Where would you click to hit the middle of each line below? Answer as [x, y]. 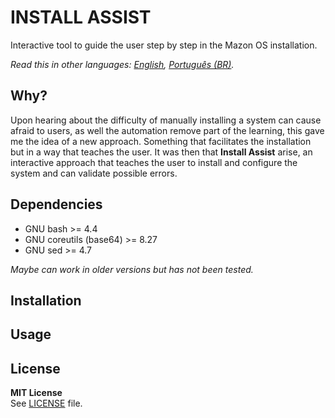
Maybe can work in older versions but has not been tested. [132, 269]
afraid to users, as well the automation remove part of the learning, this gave [167, 130]
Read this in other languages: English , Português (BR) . [122, 64]
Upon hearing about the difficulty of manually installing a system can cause [166, 120]
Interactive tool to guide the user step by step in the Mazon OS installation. [164, 45]
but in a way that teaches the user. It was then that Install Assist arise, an [161, 152]
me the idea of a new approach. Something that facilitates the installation [161, 141]
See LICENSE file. [46, 403]
